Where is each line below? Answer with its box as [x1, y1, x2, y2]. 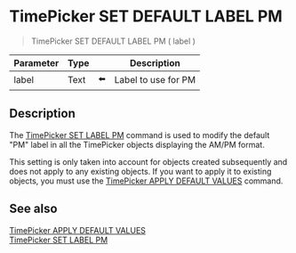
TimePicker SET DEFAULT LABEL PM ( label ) [30, 36, 196, 46]
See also [9, 201, 58, 216]
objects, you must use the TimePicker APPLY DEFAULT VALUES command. [9, 175, 284, 186]
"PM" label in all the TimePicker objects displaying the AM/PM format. [9, 139, 265, 150]
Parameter [13, 56, 60, 69]
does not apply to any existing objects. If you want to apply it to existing [9, 166, 272, 176]
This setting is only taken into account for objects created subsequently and [9, 156, 288, 167]
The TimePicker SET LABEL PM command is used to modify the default [9, 129, 270, 140]
